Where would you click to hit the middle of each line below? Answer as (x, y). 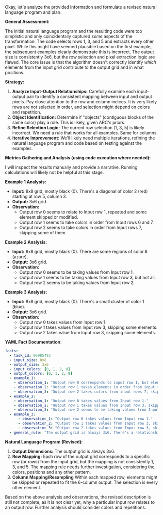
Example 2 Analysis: (26, 242)
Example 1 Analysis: (25, 182)
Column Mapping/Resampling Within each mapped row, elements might (85, 477)
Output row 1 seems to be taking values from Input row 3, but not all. (88, 277)
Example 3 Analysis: (26, 292)
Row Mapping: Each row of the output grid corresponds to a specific (81, 456)
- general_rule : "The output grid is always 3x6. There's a (71, 432)
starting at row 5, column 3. (39, 196)
